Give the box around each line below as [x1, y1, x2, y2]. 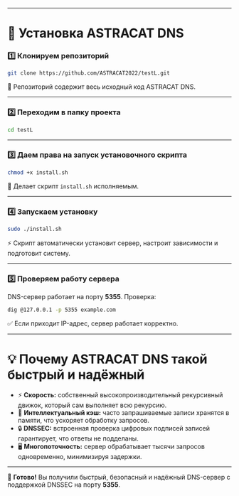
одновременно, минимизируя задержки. [17, 452, 142, 460]
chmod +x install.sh [7, 168, 69, 176]
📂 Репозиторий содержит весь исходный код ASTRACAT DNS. [7, 82, 196, 91]
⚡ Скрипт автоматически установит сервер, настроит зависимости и [7, 239, 218, 247]
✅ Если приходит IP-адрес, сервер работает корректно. [7, 319, 179, 328]
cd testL [7, 126, 33, 134]
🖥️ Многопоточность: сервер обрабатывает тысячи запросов [17, 442, 205, 451]
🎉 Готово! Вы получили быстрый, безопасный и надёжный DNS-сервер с [7, 473, 231, 481]
